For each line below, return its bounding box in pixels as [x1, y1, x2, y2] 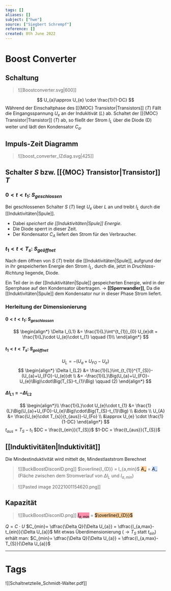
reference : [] [5, 27, 36, 32]
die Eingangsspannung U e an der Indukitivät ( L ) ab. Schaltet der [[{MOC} [5, 110, 158, 117]
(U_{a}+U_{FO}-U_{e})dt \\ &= [21, 373, 83, 379]
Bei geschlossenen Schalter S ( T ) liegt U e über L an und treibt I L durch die [5, 204, 160, 211]
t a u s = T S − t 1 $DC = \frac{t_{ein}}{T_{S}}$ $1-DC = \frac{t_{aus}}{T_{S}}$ [5, 427, 161, 434]
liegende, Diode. [25, 270, 60, 276]
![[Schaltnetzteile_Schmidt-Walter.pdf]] [5, 580, 88, 586]
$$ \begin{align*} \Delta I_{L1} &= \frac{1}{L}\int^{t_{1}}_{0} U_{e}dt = [13, 329, 158, 335]
